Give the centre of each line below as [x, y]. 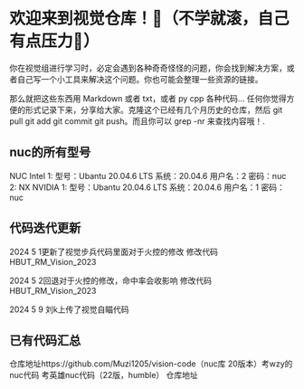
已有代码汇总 [45, 340]
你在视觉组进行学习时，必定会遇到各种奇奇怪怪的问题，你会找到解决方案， [148, 68]
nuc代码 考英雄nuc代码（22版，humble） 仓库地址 [104, 375]
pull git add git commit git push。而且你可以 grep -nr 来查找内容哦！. [137, 121]
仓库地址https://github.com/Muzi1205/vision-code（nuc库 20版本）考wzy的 [151, 364]
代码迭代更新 [45, 228]
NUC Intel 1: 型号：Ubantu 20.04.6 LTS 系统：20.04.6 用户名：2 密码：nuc [148, 176]
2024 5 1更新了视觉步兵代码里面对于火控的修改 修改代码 [114, 251]
